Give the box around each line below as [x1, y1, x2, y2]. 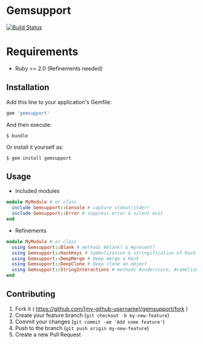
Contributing [6, 289, 56, 299]
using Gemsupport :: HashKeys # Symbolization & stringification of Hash [11, 250, 196, 256]
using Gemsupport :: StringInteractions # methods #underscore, [11, 267, 172, 273]
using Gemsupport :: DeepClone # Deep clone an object [11, 261, 147, 267]
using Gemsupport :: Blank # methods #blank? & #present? [11, 244, 155, 250]
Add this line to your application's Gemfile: [6, 98, 112, 106]
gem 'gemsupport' [6, 110, 50, 116]
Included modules [14, 187, 60, 195]
